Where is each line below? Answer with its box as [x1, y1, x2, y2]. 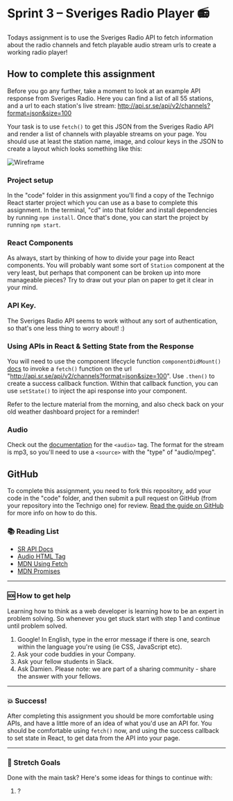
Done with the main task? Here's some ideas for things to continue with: [7, 773, 213, 782]
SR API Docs [17, 545, 53, 553]
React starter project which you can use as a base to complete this [7, 199, 198, 207]
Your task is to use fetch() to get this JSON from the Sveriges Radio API [7, 122, 214, 131]
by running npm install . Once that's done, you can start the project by [7, 213, 209, 222]
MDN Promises [17, 567, 61, 576]
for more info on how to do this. [7, 509, 97, 517]
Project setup [7, 175, 53, 185]
